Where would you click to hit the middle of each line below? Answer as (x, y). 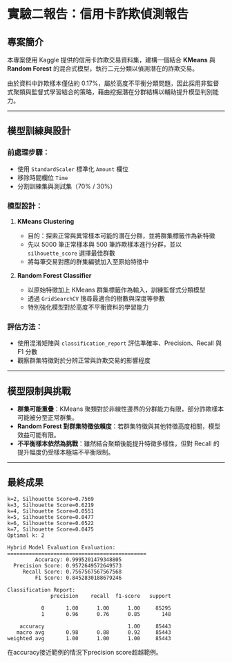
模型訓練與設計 (39, 131)
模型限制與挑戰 (39, 391)
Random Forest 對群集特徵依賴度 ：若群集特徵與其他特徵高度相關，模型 (119, 426)
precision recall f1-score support (111, 596)
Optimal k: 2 (26, 535)
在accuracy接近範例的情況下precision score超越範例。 (85, 652)
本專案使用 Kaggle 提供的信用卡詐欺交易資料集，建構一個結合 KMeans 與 (112, 60)
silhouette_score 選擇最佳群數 (71, 253)
